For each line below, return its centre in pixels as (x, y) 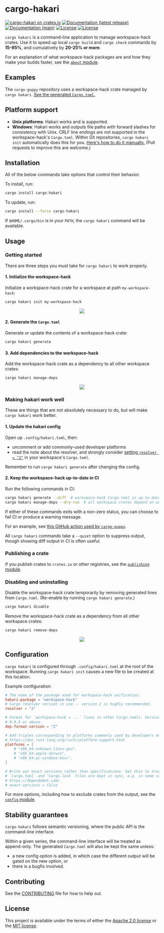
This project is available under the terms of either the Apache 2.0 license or (81, 920)
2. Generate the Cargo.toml (32, 322)
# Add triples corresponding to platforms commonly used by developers (79, 735)
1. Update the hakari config (33, 426)
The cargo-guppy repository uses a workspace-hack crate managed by (76, 89)
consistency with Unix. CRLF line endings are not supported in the (79, 132)
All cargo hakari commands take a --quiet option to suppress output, (75, 536)
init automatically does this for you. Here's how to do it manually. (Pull (83, 142)
